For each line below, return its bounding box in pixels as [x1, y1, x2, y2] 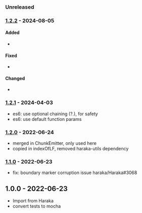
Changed [5, 75, 25, 81]
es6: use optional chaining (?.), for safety [12, 110, 99, 117]
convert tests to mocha [12, 203, 61, 209]
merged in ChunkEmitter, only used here [12, 140, 97, 146]
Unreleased [5, 4, 34, 11]
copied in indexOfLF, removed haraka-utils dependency [12, 146, 129, 152]
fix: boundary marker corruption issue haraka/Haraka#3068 [12, 169, 137, 176]
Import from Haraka [12, 198, 54, 204]
